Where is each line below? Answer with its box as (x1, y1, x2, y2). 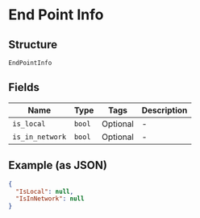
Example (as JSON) (8, 158, 107, 172)
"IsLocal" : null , (15, 187, 74, 195)
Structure (8, 38, 58, 51)
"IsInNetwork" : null (15, 195, 85, 203)
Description (141, 105, 188, 116)
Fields (8, 80, 40, 94)
